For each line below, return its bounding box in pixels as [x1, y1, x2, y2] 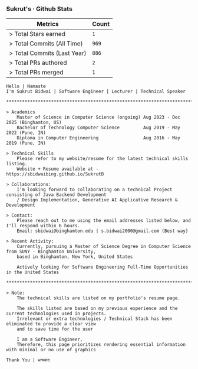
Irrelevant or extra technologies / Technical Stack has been [16, 316, 173, 322]
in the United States [6, 269, 60, 276]
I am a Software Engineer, [16, 337, 83, 342]
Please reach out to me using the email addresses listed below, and [16, 218, 192, 224]
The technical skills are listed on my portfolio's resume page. [16, 295, 181, 301]
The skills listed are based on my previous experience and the [16, 306, 178, 312]
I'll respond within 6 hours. [6, 223, 81, 229]
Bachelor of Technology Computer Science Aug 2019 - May [16, 125, 181, 131]
